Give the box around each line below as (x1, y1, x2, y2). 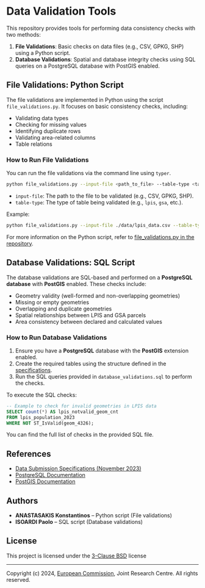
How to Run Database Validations (6, 333, 107, 342)
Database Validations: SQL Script (6, 257, 135, 268)
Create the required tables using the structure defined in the (15, 360, 167, 367)
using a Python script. (15, 49, 71, 56)
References (6, 448, 51, 459)
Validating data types (15, 114, 69, 121)
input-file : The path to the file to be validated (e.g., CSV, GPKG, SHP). (15, 192, 194, 199)
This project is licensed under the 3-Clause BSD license (6, 552, 146, 559)
